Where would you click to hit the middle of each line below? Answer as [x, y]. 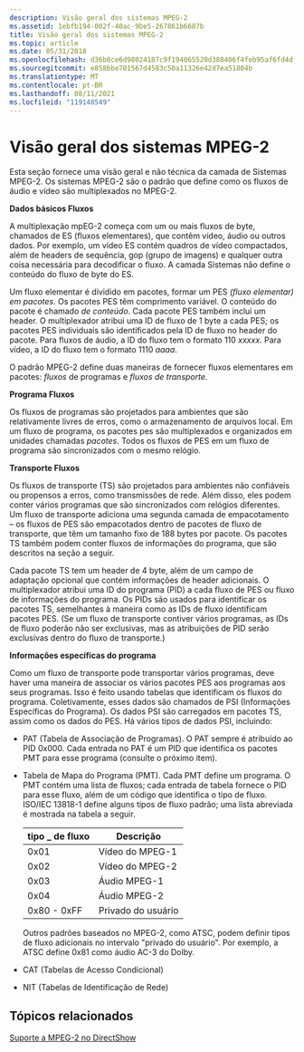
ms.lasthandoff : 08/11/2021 [62, 93]
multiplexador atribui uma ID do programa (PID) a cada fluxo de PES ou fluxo [152, 590]
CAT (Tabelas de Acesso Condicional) [93, 970]
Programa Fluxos [42, 394]
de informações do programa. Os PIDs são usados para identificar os [138, 600]
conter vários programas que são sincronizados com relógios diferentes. [145, 505]
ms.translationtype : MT [54, 77]
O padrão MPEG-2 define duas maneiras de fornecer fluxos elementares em [152, 367]
